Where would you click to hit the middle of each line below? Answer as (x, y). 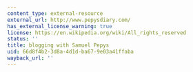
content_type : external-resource (55, 13)
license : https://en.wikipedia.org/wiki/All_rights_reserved (97, 33)
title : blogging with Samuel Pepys (58, 45)
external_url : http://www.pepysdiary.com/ (69, 20)
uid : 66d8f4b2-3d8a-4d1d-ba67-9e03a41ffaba (71, 52)
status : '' (23, 39)
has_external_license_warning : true (60, 26)
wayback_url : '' (30, 58)
